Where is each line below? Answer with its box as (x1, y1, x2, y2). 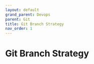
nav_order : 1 (5, 26, 33, 31)
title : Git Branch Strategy (5, 21, 64, 27)
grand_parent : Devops (5, 12, 51, 17)
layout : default (5, 7, 39, 13)
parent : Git (5, 17, 30, 22)
